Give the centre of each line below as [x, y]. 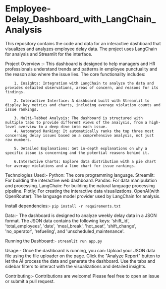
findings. [15, 92]
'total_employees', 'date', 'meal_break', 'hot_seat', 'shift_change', [71, 226]
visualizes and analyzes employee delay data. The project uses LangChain [81, 49]
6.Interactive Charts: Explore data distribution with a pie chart [85, 161]
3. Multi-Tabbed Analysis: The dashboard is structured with [78, 118]
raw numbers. [19, 140]
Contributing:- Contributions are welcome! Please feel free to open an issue [82, 276]
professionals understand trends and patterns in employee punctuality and [81, 69]
